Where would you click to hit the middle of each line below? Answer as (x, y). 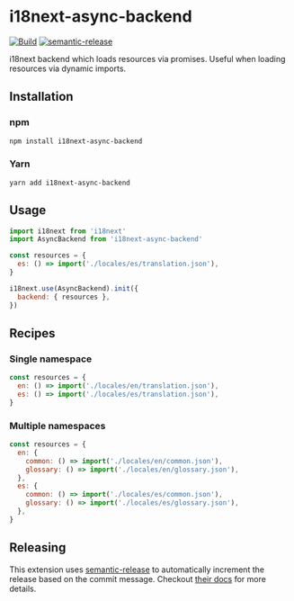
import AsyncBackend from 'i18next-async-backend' (106, 239)
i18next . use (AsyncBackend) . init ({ (74, 288)
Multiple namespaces (58, 426)
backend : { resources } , (64, 297)
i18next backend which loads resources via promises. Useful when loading (147, 58)
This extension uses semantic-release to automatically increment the (137, 570)
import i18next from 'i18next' (68, 231)
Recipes (32, 333)
